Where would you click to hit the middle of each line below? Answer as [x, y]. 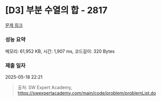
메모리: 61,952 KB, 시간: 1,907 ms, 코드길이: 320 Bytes [60, 51]
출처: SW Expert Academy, [45, 87]
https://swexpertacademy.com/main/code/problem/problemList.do [87, 93]
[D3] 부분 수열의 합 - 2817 [56, 10]
